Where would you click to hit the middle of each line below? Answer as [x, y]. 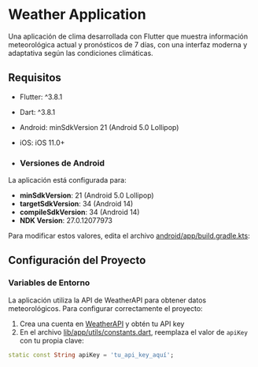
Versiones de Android [62, 163]
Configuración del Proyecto [77, 260]
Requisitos [35, 78]
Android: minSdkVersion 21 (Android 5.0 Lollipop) [99, 127]
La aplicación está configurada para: [68, 180]
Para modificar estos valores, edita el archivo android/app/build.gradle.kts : [129, 236]
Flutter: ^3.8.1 [41, 97]
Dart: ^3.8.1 [37, 112]
